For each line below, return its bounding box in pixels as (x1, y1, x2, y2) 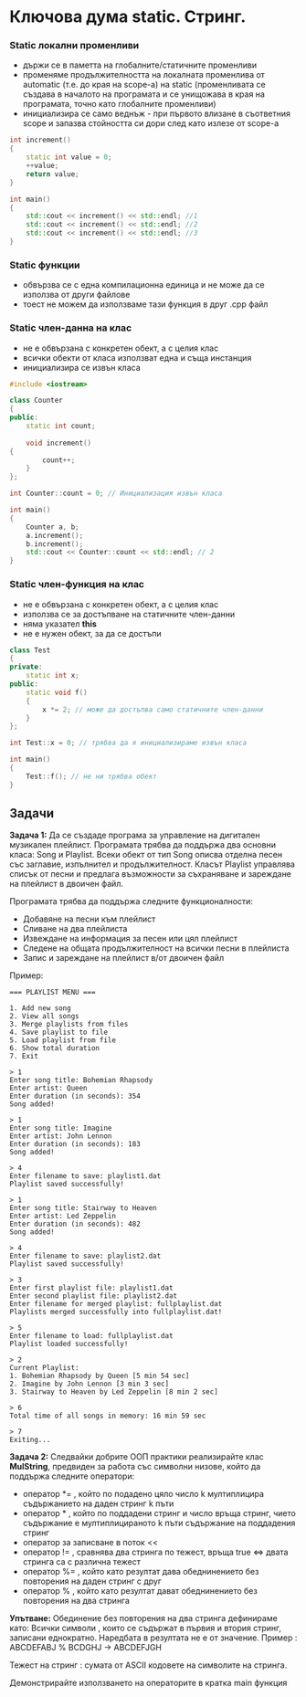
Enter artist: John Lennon (9, 1132, 112, 1141)
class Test (9, 646, 51, 655)
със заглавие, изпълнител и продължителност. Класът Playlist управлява (9, 859, 295, 870)
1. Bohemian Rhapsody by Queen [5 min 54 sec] (9, 1372, 190, 1381)
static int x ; (26, 671, 79, 680)
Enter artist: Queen (9, 1084, 89, 1093)
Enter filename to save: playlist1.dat (9, 1172, 162, 1181)
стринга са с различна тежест (22, 1556, 142, 1567)
